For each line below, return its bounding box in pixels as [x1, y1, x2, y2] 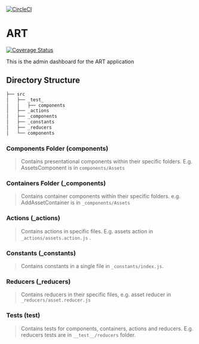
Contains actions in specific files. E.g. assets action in [20, 227, 154, 235]
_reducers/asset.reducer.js [20, 297, 91, 303]
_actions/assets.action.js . [20, 234, 91, 241]
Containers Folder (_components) [6, 179, 106, 187]
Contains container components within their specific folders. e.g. [20, 193, 181, 200]
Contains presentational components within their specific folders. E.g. [20, 158, 193, 165]
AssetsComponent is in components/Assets [20, 165, 125, 172]
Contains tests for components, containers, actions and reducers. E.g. [20, 325, 194, 332]
